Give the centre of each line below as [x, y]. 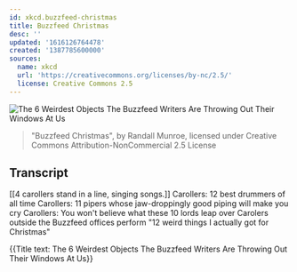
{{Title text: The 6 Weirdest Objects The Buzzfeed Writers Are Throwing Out [148, 249]
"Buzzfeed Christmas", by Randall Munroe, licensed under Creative [154, 135]
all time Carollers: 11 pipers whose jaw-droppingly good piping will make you [149, 204]
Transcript [39, 173]
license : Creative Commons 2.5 [75, 84]
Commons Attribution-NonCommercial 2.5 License [124, 145]
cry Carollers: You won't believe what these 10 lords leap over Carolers [139, 213]
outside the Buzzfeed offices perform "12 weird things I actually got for [139, 222]
